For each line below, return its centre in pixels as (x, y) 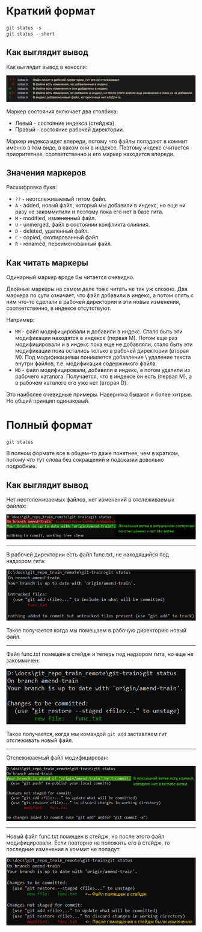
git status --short (31, 34)
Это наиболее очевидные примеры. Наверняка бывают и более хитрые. (99, 395)
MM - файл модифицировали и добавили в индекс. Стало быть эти (99, 332)
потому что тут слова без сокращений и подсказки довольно (85, 460)
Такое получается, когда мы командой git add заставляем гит (87, 734)
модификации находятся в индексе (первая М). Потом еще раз (96, 338)
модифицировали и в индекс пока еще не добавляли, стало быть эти (104, 344)
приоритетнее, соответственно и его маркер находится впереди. (90, 154)
